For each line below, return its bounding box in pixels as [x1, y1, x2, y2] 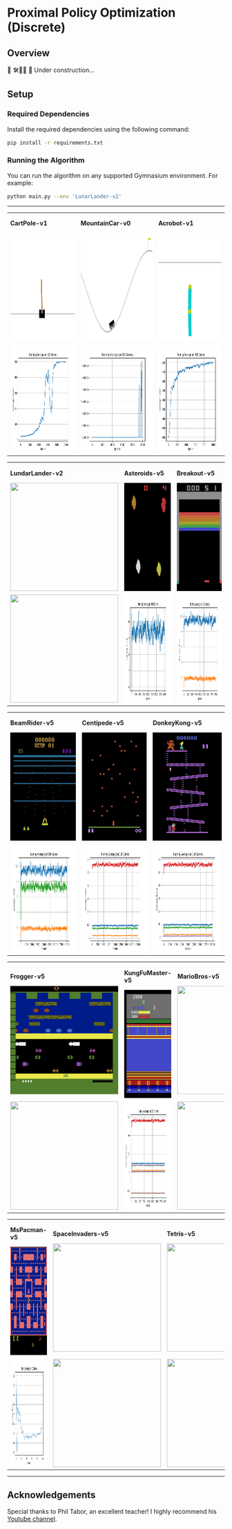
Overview [7, 47, 50, 59]
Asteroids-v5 [124, 469, 164, 477]
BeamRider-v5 [10, 718, 54, 727]
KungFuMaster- [124, 968, 172, 977]
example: [7, 179, 33, 187]
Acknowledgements [7, 1489, 96, 1501]
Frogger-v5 [10, 972, 46, 981]
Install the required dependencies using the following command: [7, 125, 190, 133]
